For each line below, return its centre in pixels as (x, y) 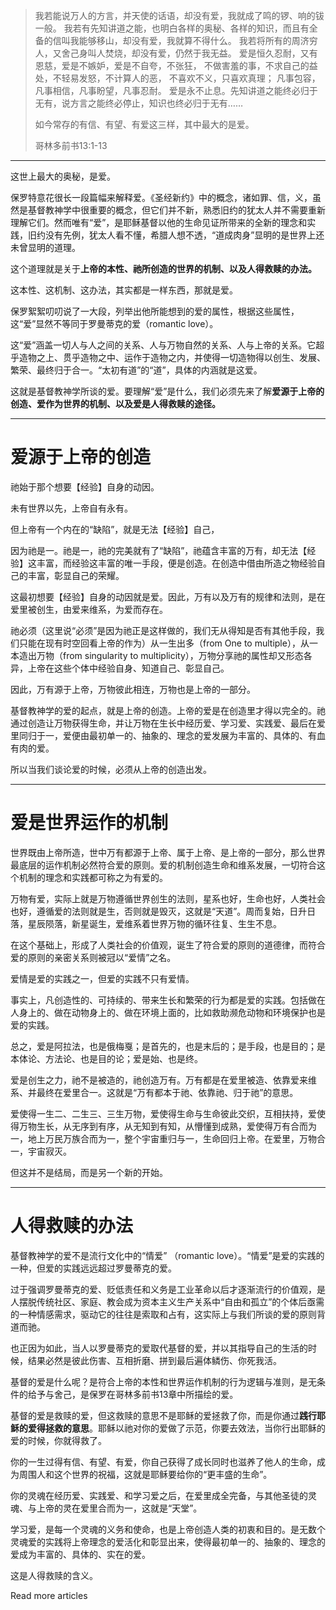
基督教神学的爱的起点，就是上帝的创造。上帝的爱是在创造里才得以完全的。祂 (168, 710)
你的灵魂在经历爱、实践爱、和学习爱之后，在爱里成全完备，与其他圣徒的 (159, 1495)
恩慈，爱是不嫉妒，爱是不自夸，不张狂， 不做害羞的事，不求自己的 (172, 65)
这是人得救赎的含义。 (54, 1575)
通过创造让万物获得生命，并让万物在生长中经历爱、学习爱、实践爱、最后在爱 (168, 723)
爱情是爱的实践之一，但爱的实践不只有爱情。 (102, 978)
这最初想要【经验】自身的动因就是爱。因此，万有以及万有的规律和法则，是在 (168, 596)
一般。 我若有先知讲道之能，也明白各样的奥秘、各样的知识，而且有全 (176, 28)
